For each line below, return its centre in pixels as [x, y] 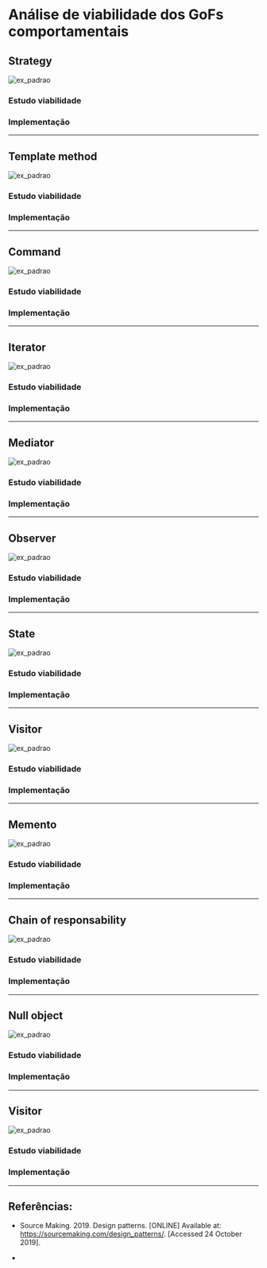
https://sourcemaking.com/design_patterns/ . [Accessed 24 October [131, 1234]
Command [35, 252]
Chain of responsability [68, 920]
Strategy [30, 61]
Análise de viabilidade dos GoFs [116, 15]
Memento [33, 825]
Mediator [31, 443]
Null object [36, 1015]
